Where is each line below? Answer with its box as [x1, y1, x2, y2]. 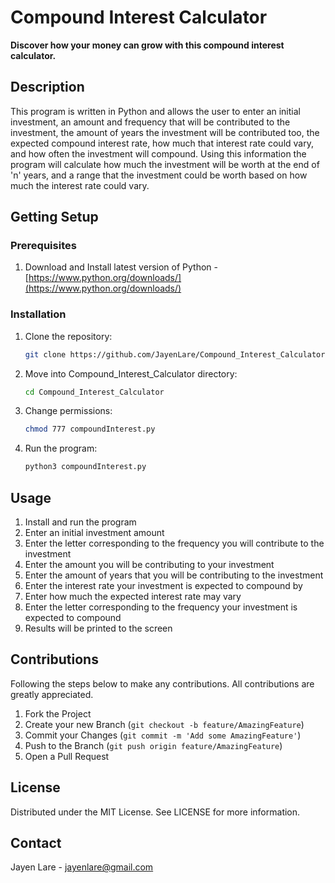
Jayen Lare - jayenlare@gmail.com [10, 861, 154, 873]
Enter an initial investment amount [24, 527, 165, 539]
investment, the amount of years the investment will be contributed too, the [10, 126, 320, 138]
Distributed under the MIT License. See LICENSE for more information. [10, 806, 301, 818]
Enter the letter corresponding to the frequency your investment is [24, 601, 298, 613]
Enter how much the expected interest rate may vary [24, 591, 242, 603]
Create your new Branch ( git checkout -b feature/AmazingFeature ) [24, 718, 305, 730]
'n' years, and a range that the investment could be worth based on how [10, 169, 308, 181]
